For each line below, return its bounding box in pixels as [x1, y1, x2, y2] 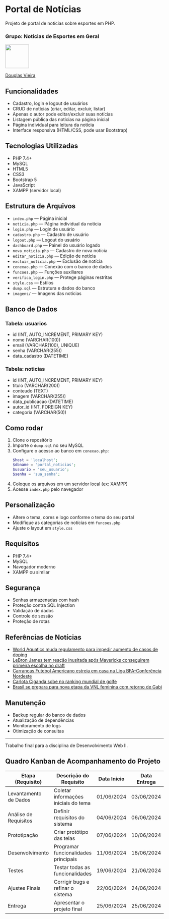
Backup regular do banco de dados [12, 712, 86, 718]
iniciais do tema [53, 799, 91, 807]
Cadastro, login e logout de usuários [12, 100, 88, 106]
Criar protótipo [53, 828, 89, 835]
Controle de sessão [12, 613, 53, 619]
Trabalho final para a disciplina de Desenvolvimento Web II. [5, 742, 128, 749]
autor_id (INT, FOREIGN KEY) [12, 404, 73, 410]
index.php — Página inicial [12, 215, 67, 221]
